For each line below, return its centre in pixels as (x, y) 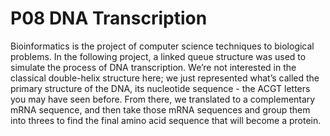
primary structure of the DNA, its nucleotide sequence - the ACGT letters (160, 88)
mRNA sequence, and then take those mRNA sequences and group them (160, 109)
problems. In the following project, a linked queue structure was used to (158, 56)
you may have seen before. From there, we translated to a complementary (163, 99)
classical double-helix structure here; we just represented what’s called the (165, 78)
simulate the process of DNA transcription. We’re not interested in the (153, 67)
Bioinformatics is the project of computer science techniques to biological (162, 46)
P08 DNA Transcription (109, 18)
